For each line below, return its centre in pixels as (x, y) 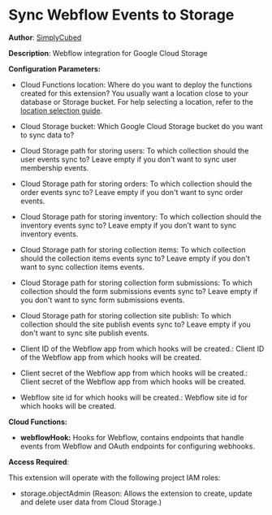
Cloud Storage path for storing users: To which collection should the (134, 150)
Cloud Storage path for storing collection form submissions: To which (136, 283)
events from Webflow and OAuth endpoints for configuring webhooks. (138, 446)
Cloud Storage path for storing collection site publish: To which (125, 315)
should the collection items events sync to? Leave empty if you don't (135, 258)
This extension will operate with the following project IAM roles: (114, 478)
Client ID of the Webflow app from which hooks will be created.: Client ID (142, 348)
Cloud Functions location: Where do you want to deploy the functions (136, 84)
